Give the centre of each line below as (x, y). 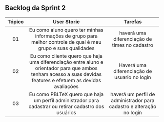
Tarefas (133, 21)
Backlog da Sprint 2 (35, 8)
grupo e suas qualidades (66, 48)
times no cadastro (133, 45)
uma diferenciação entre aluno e (66, 62)
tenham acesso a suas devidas (66, 74)
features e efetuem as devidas (66, 80)
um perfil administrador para (66, 100)
